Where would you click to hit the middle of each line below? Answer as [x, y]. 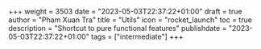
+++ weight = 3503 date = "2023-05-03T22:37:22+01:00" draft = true [125, 11]
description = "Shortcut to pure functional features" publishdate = [118, 28]
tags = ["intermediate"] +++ [137, 36]
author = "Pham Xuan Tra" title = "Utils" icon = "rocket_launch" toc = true [130, 20]
